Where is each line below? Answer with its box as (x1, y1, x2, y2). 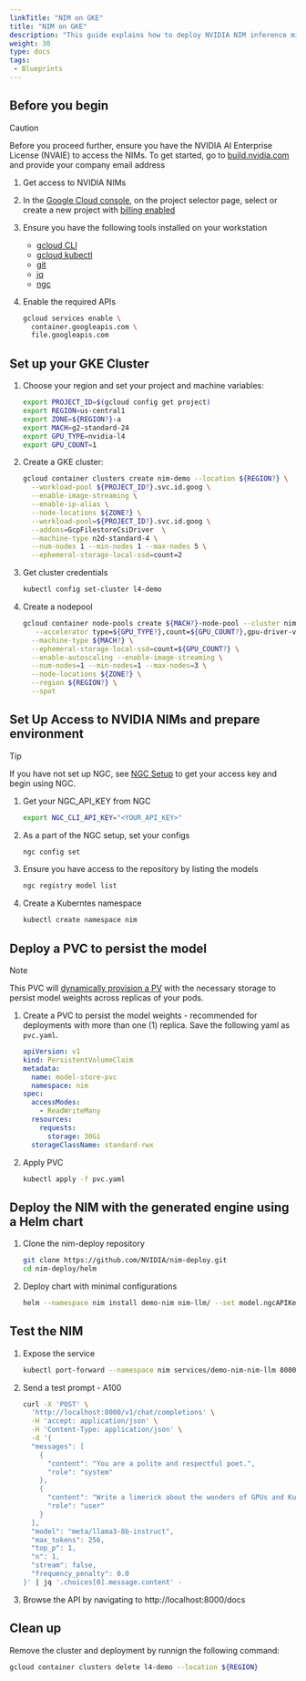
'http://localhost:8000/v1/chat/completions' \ (31, 1408, 216, 1417)
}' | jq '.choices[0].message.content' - (22, 1577, 183, 1587)
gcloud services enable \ (22, 314, 121, 323)
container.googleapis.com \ (31, 322, 138, 331)
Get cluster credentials (22, 567, 108, 578)
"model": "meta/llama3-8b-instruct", (31, 1527, 175, 1536)
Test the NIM (9, 1323, 84, 1339)
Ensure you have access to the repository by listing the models (22, 864, 259, 875)
